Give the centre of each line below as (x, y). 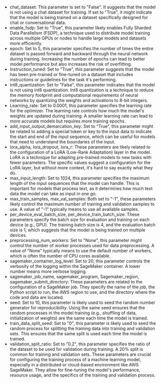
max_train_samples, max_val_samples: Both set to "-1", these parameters (83, 199)
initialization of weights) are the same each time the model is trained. (79, 318)
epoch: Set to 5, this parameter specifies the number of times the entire (81, 49)
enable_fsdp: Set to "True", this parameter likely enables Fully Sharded (80, 28)
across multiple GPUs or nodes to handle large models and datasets (78, 38)
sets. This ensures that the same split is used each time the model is (78, 333)
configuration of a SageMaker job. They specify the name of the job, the (82, 287)
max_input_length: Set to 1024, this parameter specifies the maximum (80, 178)
